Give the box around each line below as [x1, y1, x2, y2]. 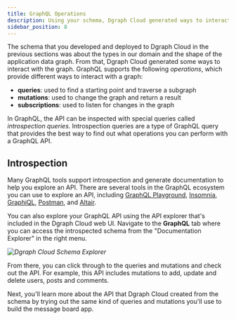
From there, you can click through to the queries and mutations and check [7, 261, 222, 270]
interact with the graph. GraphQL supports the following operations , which [7, 65, 223, 74]
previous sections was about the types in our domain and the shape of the [7, 50, 223, 58]
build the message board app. [7, 305, 94, 313]
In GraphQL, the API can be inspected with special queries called [7, 114, 195, 123]
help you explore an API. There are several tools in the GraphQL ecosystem [7, 183, 225, 192]
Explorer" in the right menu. [7, 234, 88, 243]
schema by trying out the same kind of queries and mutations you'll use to [7, 298, 222, 306]
